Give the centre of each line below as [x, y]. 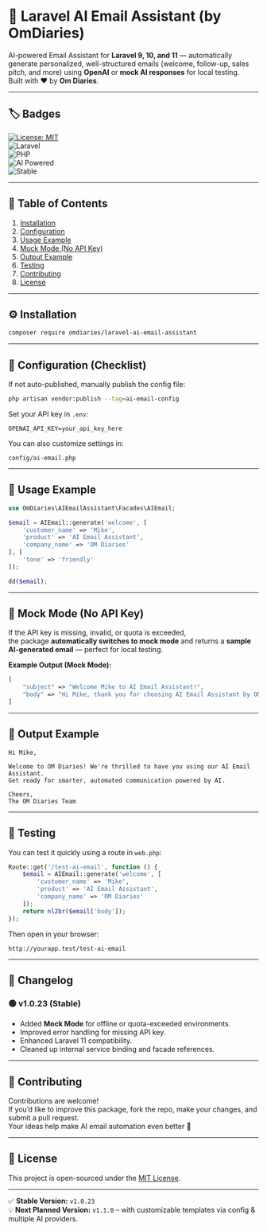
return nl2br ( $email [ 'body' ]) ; [74, 911]
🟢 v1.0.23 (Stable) [44, 1003]
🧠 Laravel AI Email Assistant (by [115, 16]
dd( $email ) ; [28, 581]
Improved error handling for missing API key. [93, 1032]
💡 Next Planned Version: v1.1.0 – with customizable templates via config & [132, 1210]
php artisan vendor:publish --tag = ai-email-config [94, 399]
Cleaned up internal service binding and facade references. [117, 1049]
